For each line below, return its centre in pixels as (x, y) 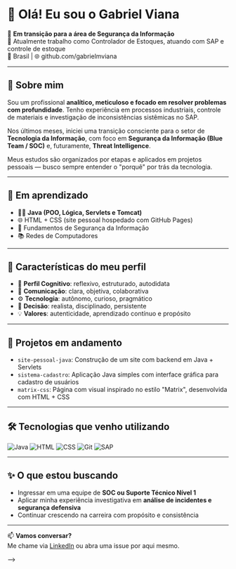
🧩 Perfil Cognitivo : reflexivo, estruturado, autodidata (93, 284)
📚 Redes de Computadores (58, 235)
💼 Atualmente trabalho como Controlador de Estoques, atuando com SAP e (116, 41)
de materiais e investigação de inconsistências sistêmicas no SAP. (103, 117)
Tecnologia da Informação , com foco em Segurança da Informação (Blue (115, 138)
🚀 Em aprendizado (48, 196)
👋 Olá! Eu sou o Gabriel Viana (93, 14)
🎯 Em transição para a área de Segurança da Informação (91, 34)
